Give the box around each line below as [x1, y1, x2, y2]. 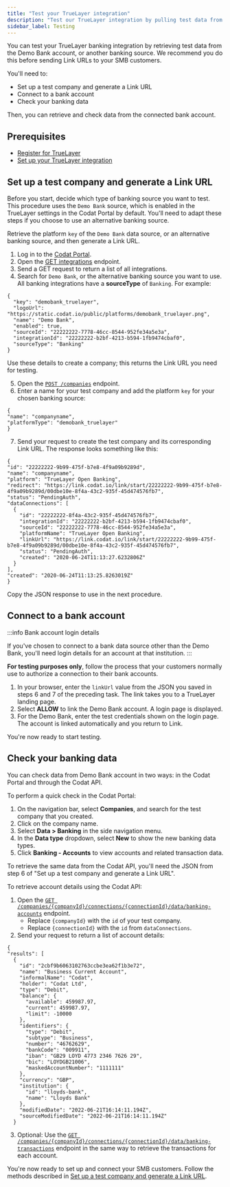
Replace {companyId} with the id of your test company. [27, 916, 182, 925]
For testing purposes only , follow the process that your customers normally [7, 662, 222, 670]
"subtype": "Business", [25, 1035, 94, 1041]
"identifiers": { [19, 1022, 69, 1029]
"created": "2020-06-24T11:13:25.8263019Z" [7, 572, 134, 579]
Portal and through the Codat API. [7, 778, 103, 787]
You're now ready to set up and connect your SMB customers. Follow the [7, 1164, 214, 1173]
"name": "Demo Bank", [13, 317, 76, 324]
